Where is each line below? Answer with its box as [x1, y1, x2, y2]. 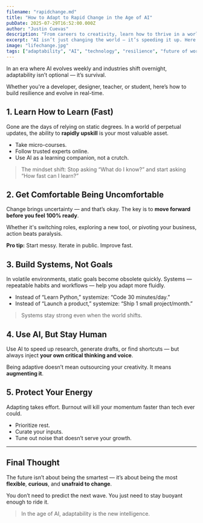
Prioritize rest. [14, 421, 50, 429]
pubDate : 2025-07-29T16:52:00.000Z [6, 20, 96, 26]
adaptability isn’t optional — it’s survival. [6, 71, 107, 79]
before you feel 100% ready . [6, 212, 79, 219]
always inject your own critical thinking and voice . [6, 352, 134, 359]
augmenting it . [6, 370, 44, 377]
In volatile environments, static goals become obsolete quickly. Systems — [6, 276, 192, 283]
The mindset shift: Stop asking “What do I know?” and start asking [21, 166, 186, 173]
